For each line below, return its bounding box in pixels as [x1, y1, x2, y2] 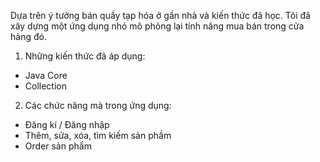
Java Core [24, 70, 68, 81]
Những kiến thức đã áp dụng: [24, 50, 146, 62]
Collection [24, 80, 67, 92]
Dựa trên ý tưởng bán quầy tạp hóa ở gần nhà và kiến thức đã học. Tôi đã [10, 10, 311, 21]
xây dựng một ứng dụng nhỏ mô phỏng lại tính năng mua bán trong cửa [10, 20, 305, 32]
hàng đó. [10, 31, 47, 42]
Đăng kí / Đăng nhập [24, 119, 110, 130]
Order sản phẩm [24, 140, 92, 152]
